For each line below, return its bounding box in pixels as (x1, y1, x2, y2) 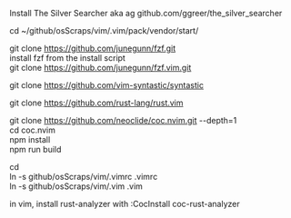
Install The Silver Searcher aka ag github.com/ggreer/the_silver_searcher (9, 8, 283, 18)
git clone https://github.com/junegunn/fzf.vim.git (9, 63, 192, 73)
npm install (9, 134, 51, 144)
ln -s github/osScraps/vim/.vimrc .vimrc (9, 172, 158, 182)
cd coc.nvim (9, 124, 56, 135)
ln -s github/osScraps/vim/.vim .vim (9, 181, 144, 192)
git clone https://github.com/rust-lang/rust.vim (9, 97, 184, 108)
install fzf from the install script (9, 53, 125, 63)
